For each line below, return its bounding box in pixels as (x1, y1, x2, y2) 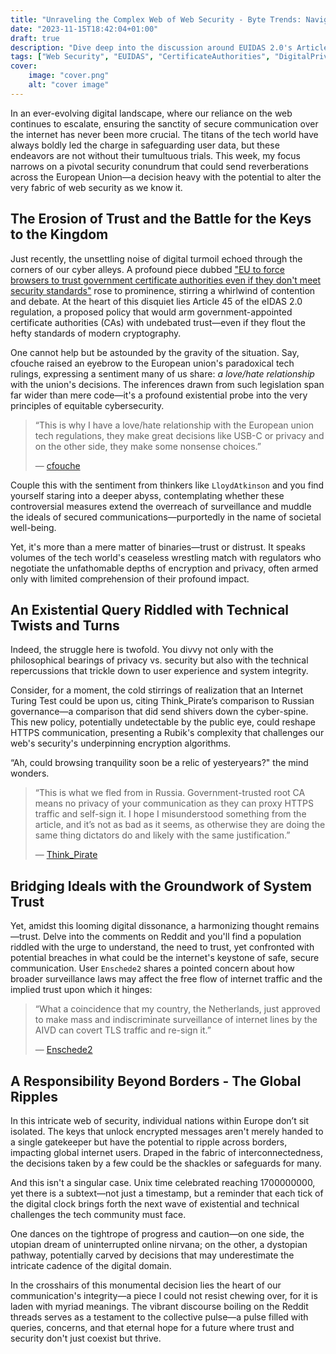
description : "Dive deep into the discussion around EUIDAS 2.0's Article (10, 42, 329, 53)
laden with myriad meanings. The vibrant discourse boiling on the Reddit (10, 1301, 309, 1312)
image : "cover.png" (28, 71, 110, 81)
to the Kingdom (10, 226, 109, 243)
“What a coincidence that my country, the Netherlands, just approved (34, 1003, 321, 1015)
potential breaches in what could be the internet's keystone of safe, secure (10, 952, 320, 964)
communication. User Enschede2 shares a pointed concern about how (10, 962, 295, 975)
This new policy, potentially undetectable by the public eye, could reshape (10, 716, 316, 728)
